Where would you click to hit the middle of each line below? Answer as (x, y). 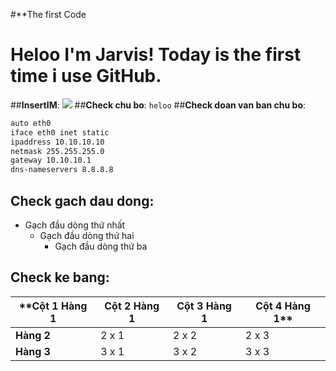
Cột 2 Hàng (132, 306)
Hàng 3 (33, 351)
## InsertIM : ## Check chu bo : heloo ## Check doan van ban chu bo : (158, 105)
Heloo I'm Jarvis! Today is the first (156, 55)
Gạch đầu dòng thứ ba (101, 246)
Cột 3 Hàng (204, 306)
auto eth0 (31, 123)
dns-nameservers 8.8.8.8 (62, 170)
